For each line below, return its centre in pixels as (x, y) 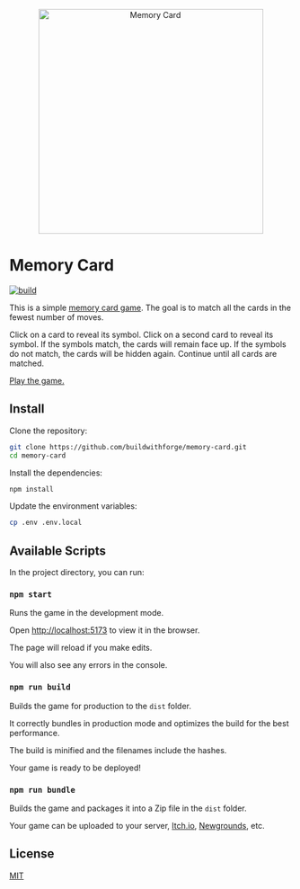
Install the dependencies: (56, 473)
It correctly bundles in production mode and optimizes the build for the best (149, 723)
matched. (27, 363)
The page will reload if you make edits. (81, 648)
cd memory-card (38, 455)
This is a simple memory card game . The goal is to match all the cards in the (150, 307)
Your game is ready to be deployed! (75, 768)
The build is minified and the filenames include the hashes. (118, 750)
